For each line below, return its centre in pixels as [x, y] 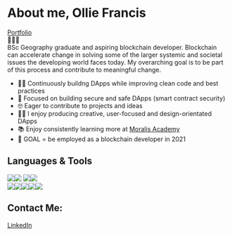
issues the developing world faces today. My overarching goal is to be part [115, 62]
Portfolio [20, 32]
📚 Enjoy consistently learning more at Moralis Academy [99, 129]
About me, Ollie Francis [77, 13]
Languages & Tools [50, 161]
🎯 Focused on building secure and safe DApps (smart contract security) [121, 98]
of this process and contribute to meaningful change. [84, 70]
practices [31, 91]
